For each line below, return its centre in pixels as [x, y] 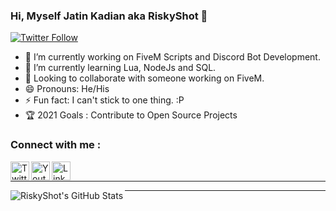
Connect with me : [56, 145]
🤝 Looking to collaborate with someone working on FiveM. [144, 78]
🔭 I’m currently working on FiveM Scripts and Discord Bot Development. [172, 57]
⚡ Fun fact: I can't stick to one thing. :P [104, 100]
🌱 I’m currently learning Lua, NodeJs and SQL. [120, 68]
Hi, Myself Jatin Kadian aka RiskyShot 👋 [109, 16]
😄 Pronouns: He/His [67, 89]
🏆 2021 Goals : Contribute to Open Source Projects [131, 115]
